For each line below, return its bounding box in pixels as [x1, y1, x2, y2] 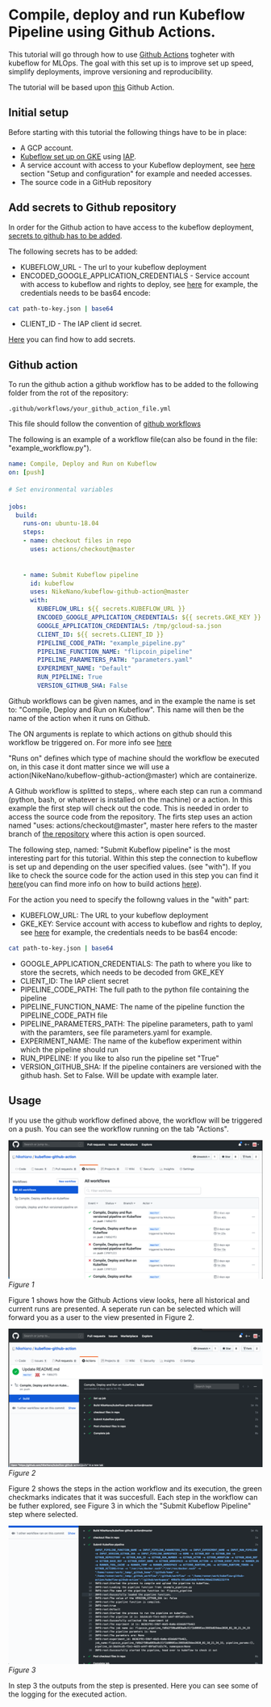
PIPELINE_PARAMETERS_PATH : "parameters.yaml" [37, 656, 194, 664]
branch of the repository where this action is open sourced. [8, 828, 206, 838]
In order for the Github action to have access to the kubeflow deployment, [8, 222, 254, 232]
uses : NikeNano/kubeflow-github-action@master [29, 588, 190, 596]
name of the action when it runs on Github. [8, 713, 151, 723]
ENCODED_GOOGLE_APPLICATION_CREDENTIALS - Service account [19, 271, 250, 280]
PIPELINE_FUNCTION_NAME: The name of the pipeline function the [19, 1001, 245, 1011]
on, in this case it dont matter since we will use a [8, 761, 170, 771]
